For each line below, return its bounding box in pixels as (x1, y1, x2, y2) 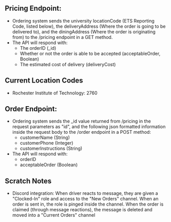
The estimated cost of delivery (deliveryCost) (20, 61, 116, 67)
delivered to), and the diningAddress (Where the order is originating (12, 28, 156, 35)
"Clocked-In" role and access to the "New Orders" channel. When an (12, 196, 159, 202)
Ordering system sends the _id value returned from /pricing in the (12, 118, 151, 125)
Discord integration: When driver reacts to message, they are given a (12, 190, 158, 196)
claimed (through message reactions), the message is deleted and (12, 207, 153, 213)
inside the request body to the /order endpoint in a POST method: (12, 129, 151, 135)
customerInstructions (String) (20, 146, 83, 152)
